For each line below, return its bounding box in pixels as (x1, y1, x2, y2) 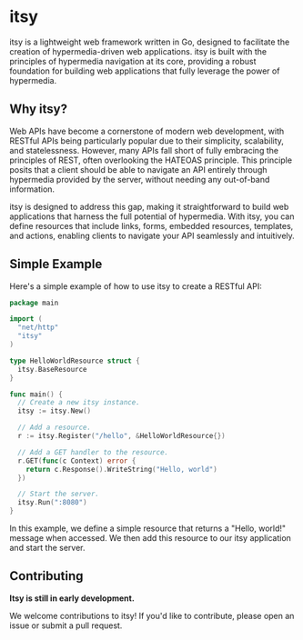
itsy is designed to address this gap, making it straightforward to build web (9, 201, 289, 212)
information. (9, 184, 56, 195)
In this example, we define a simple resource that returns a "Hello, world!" (9, 523, 287, 534)
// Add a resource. (17, 423, 92, 433)
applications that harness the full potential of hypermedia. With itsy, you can (9, 211, 295, 222)
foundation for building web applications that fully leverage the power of (9, 65, 280, 76)
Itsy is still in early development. (9, 593, 135, 604)
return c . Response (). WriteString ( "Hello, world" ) (25, 465, 218, 474)
